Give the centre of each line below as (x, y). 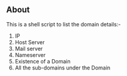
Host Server (30, 42)
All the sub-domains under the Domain (63, 68)
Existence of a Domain (43, 61)
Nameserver (30, 55)
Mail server (29, 48)
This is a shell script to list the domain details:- (63, 24)
